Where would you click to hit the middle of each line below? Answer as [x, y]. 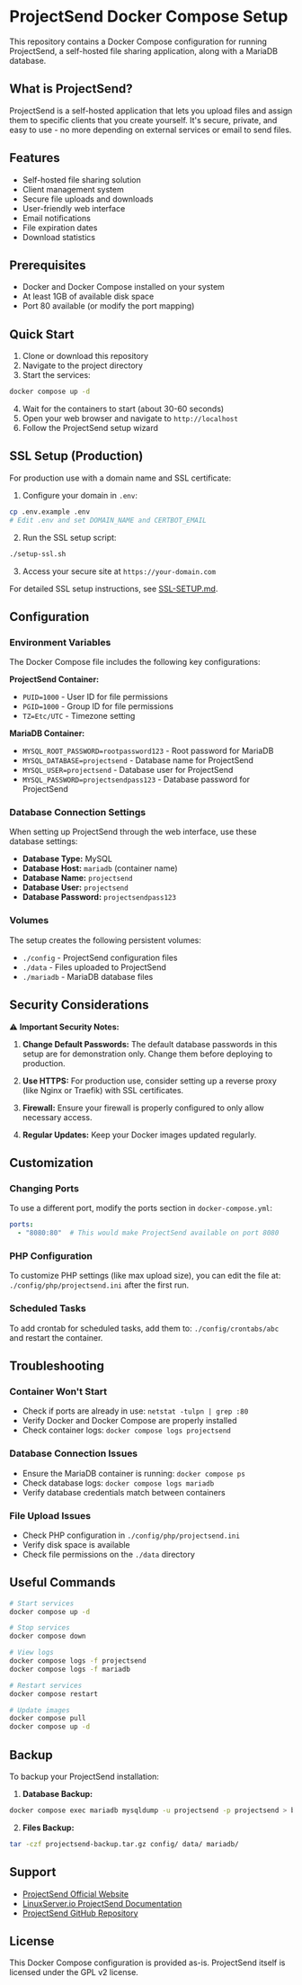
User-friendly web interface [74, 208]
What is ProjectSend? [71, 89]
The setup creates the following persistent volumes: [106, 940]
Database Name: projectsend [77, 878]
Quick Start [42, 334]
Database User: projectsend [75, 887]
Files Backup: [48, 1828]
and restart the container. [56, 1337]
